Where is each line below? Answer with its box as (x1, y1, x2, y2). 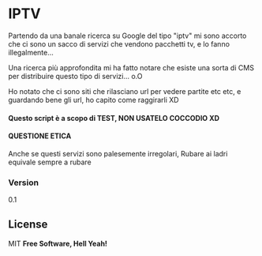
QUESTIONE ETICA (8, 131, 72, 141)
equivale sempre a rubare (8, 157, 92, 167)
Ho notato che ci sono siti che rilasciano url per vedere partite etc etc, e (8, 86, 241, 96)
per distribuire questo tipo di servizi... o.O (8, 71, 143, 81)
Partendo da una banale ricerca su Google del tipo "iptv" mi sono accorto (8, 31, 247, 40)
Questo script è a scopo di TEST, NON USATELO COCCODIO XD (8, 113, 219, 122)
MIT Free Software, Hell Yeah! (8, 239, 108, 248)
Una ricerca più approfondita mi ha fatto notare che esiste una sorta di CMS (8, 62, 255, 72)
